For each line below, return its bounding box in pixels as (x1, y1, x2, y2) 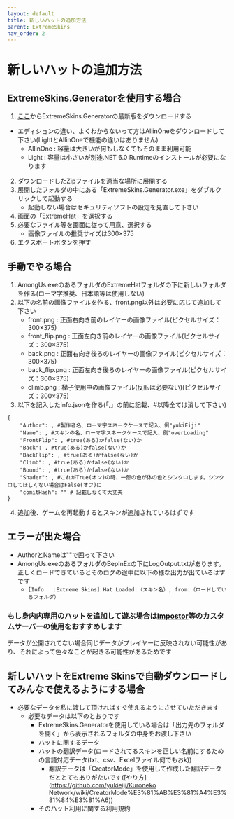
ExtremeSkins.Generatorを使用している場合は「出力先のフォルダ (38, 720, 225, 729)
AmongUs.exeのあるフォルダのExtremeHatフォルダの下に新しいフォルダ (17, 281, 227, 289)
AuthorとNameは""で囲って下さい (17, 551, 115, 559)
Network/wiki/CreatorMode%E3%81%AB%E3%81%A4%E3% (48, 788, 227, 797)
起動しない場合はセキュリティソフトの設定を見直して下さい (27, 203, 199, 212)
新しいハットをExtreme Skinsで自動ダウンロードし (7, 670, 228, 682)
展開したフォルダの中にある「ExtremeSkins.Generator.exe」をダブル (17, 186, 216, 194)
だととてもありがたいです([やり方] (48, 773, 147, 781)
